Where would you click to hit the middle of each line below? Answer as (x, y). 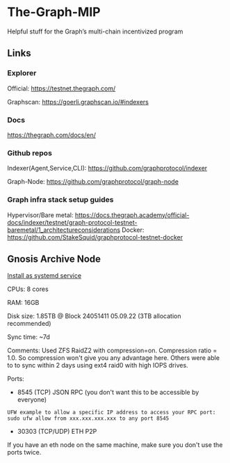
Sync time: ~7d (29, 337)
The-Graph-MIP (54, 12)
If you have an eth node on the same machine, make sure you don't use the (115, 445)
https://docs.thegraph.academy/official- (132, 215)
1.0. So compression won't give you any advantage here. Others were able (114, 358)
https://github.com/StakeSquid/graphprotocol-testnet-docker (95, 237)
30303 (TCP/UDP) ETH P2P (57, 432)
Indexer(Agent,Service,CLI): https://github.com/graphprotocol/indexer (107, 168)
